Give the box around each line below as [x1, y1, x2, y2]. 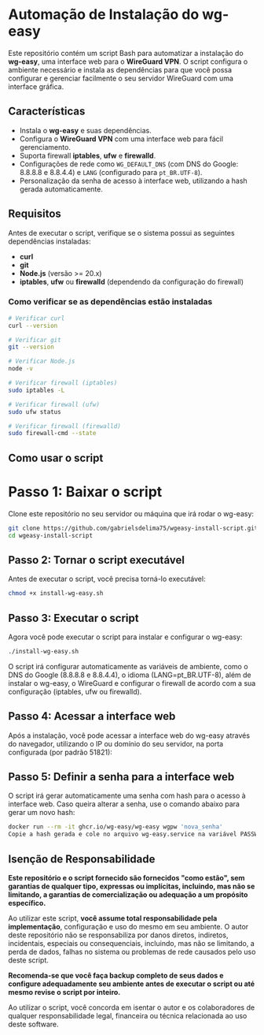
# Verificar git [8, 336, 61, 344]
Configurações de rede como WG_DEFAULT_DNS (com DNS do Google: [19, 159, 239, 169]
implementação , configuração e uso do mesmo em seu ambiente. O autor [8, 922, 249, 931]
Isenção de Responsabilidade [8, 852, 156, 866]
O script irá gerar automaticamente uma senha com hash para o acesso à [8, 791, 246, 801]
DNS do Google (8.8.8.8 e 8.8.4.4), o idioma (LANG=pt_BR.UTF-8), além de [8, 670, 251, 679]
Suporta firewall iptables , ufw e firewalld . [19, 151, 156, 160]
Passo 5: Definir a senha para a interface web [8, 770, 235, 784]
